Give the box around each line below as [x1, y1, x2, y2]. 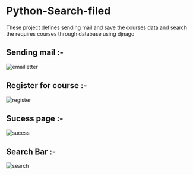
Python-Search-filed [6, 4, 111, 18]
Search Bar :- [6, 146, 56, 157]
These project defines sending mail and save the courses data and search [6, 24, 188, 31]
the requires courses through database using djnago [6, 30, 135, 37]
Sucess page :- [6, 113, 64, 123]
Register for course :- [6, 80, 87, 90]
